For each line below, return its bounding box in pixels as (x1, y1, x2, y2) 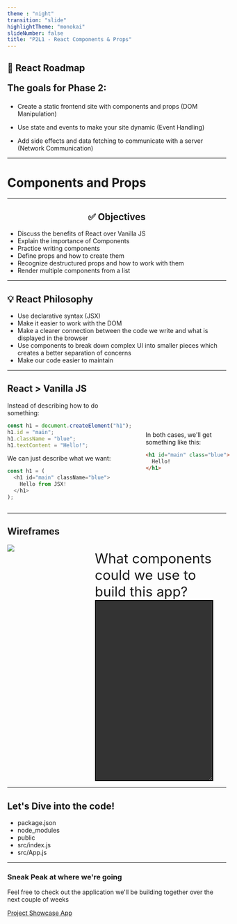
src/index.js (17, 840, 51, 849)
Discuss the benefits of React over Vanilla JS (17, 229, 146, 238)
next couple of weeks (7, 895, 70, 904)
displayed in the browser (17, 334, 88, 342)
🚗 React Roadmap (7, 62, 85, 74)
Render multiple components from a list (17, 266, 131, 275)
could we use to (95, 567, 197, 584)
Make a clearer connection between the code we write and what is (17, 327, 209, 335)
